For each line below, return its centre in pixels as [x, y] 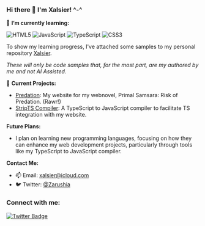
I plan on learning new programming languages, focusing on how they [103, 138]
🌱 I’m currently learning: [38, 23]
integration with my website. [51, 115]
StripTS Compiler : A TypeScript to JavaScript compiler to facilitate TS [102, 108]
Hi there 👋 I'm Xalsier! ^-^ [44, 10]
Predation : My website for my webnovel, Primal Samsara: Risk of [97, 95]
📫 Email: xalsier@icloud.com [52, 175]
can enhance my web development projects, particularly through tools [104, 145]
